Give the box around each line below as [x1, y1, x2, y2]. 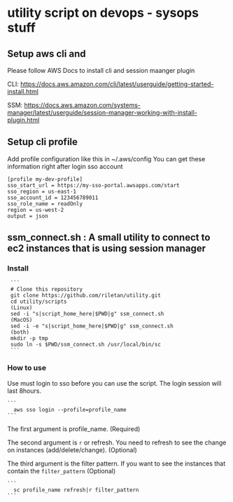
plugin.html [7, 116, 40, 124]
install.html [7, 88, 38, 95]
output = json [7, 212, 49, 219]
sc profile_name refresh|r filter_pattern [13, 486, 139, 494]
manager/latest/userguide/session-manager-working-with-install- [7, 109, 197, 116]
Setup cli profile [7, 136, 78, 148]
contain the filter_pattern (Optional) [7, 466, 116, 475]
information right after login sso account [7, 162, 124, 170]
